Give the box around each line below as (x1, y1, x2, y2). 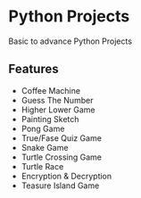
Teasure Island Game (21, 180, 100, 191)
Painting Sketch (21, 113, 79, 124)
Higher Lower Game (21, 104, 95, 115)
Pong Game (21, 123, 65, 134)
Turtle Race (21, 161, 64, 171)
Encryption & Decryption (21, 170, 112, 181)
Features (8, 62, 59, 77)
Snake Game (21, 142, 69, 153)
